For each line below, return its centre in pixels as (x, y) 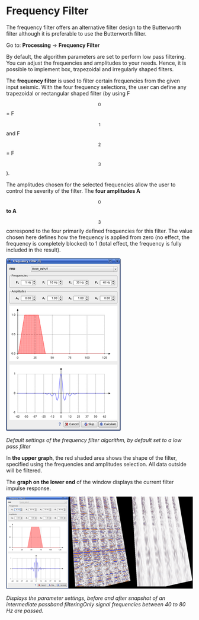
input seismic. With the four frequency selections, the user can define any (96, 87)
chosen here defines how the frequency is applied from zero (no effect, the (98, 237)
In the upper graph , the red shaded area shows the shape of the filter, (92, 457)
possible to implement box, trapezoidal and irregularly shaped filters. (90, 69)
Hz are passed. (25, 611)
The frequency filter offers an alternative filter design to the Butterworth (94, 27)
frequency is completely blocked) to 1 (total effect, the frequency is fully (94, 243)
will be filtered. (24, 470)
